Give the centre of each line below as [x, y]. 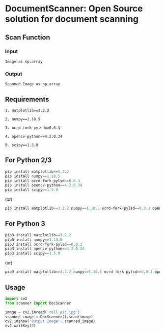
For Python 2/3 [28, 160]
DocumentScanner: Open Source [74, 9]
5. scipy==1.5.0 [22, 145]
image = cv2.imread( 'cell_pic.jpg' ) [42, 312]
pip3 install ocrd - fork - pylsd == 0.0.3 [44, 244]
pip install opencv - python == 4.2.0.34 [44, 185]
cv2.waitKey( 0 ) [21, 326]
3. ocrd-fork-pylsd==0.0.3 [33, 128]
